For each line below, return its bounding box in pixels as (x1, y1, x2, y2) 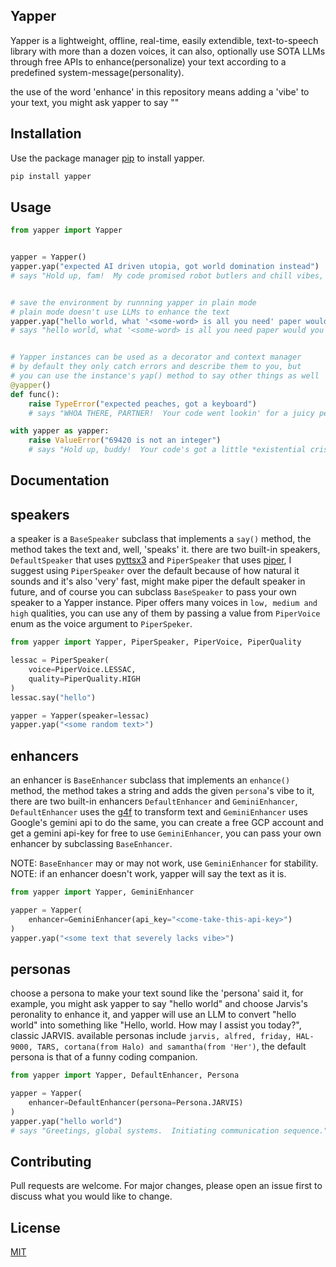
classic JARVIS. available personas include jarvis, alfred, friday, (10, 1030, 292, 1042)
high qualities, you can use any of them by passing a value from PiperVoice (10, 607, 321, 619)
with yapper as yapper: (10, 426, 110, 436)
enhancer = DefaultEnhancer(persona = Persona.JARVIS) (28, 1098, 244, 1108)
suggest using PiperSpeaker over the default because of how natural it (10, 565, 300, 577)
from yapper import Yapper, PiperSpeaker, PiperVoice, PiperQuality (10, 637, 302, 648)
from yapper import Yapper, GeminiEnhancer (10, 887, 195, 898)
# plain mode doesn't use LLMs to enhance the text (10, 307, 230, 317)
